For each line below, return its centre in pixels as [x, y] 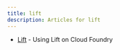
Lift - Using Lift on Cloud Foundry [65, 39]
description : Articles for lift [54, 20]
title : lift [24, 13]
